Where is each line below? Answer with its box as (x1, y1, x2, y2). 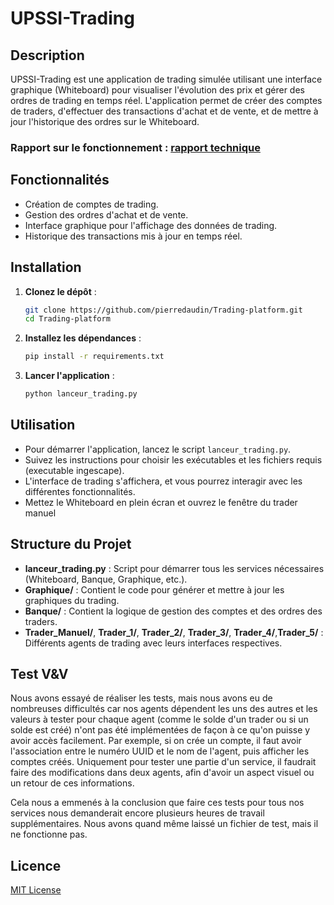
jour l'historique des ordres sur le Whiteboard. (10, 116, 200, 127)
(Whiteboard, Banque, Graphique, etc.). (24, 573, 188, 585)
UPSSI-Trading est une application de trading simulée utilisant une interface (10, 73, 323, 85)
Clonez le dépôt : (24, 285, 97, 297)
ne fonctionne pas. (10, 828, 88, 841)
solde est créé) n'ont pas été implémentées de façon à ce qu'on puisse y (10, 724, 311, 736)
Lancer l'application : (24, 370, 115, 382)
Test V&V (10, 666, 69, 683)
